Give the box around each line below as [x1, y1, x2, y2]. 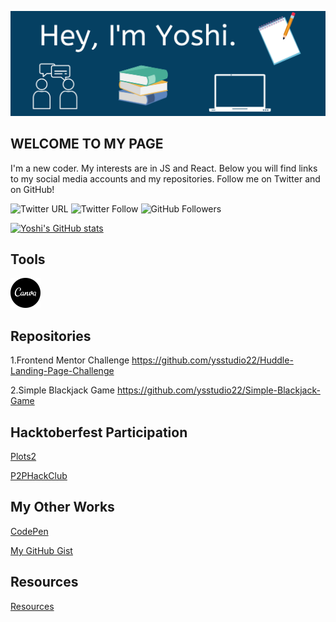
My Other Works [10, 499, 115, 516]
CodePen [10, 525, 49, 537]
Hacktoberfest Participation [10, 424, 188, 441]
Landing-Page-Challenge [10, 365, 115, 377]
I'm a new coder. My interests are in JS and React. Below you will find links [10, 162, 318, 174]
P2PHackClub [10, 470, 68, 482]
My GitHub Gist [10, 544, 73, 556]
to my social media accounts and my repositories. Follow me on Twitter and [10, 172, 321, 185]
